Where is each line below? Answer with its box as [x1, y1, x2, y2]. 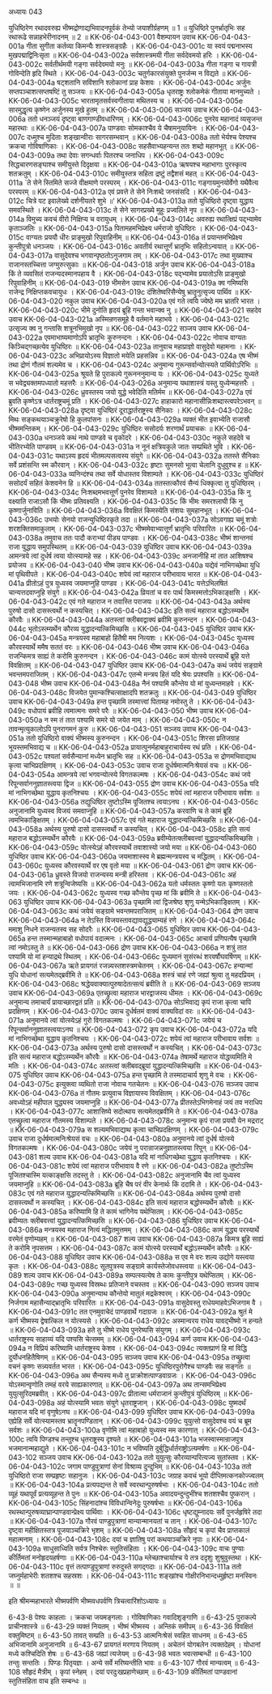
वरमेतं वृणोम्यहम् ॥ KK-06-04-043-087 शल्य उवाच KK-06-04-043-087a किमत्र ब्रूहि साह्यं [8, 1234, 264, 1243]
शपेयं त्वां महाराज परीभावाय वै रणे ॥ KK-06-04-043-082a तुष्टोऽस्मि [67, 1161, 253, 1170]
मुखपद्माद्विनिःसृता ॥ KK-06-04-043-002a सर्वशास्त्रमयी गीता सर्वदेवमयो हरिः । [8, 50, 220, 60]
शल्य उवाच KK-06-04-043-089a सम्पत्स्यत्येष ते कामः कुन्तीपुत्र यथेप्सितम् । [23, 1271, 231, 1280]
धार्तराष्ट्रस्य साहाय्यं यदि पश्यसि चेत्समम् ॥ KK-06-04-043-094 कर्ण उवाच [8, 1335, 206, 1344]
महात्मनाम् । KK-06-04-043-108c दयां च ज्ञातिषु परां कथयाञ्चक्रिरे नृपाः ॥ [8, 1535, 210, 1544]
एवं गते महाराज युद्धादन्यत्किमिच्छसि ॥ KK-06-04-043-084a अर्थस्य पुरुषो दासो [28, 1189, 241, 1198]
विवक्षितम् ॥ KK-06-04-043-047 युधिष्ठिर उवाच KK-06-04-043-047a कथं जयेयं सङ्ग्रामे [8, 660, 263, 670]
